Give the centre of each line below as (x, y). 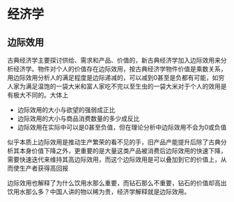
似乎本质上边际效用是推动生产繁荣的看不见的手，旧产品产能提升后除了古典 (114, 142)
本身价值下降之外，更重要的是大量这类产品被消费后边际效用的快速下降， (123, 151)
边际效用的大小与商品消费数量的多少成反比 (78, 118)
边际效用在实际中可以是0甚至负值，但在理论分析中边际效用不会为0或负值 (122, 127)
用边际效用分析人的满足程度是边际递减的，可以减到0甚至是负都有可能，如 (113, 78)
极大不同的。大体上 (40, 95)
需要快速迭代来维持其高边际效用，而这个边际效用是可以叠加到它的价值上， (114, 160)
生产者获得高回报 (44, 168)
